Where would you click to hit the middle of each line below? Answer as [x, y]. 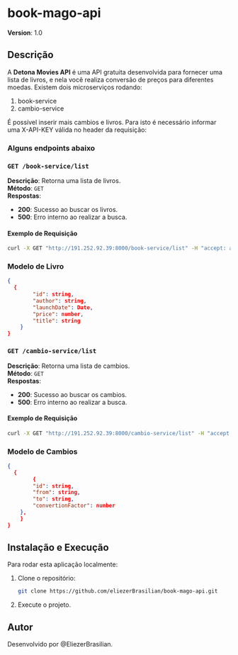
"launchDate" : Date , [63, 307]
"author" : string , [60, 301]
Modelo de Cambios [42, 452]
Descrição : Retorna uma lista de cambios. [69, 366]
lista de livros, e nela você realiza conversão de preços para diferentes [110, 79]
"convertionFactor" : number [74, 506]
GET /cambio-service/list [52, 351]
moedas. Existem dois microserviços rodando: [75, 87]
